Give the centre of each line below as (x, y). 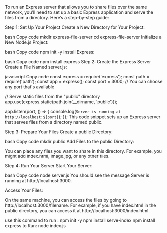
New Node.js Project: (27, 42)
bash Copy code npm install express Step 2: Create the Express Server (78, 61)
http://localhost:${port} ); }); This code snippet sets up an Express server (83, 117)
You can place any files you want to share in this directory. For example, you (83, 151)
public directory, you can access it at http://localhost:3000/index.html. (77, 210)
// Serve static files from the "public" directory (53, 97)
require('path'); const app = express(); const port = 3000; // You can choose (84, 82)
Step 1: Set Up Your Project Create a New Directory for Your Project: (75, 27)
